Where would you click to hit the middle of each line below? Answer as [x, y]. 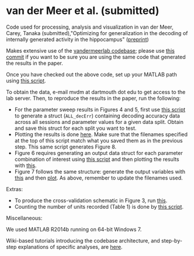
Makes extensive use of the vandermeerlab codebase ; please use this [91, 50]
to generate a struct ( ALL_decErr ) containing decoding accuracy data [97, 116]
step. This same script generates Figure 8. [65, 147]
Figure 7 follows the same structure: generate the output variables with [100, 171]
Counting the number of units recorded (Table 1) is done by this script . [99, 206]
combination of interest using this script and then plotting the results [97, 159]
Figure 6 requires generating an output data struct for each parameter [98, 153]
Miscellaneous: [24, 218]
